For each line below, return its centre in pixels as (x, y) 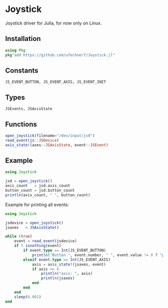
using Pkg (15, 50)
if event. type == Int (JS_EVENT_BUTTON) (65, 250)
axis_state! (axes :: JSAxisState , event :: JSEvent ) (57, 145)
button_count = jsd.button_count (40, 190)
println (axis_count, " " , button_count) (48, 195)
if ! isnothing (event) (38, 246)
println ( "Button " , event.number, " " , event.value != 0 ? (94, 255)
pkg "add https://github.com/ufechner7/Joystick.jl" (60, 55)
